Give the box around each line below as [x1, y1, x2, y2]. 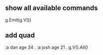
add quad [5, 31, 35, 40]
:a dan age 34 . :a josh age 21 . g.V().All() [5, 44, 88, 50]
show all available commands [5, 4, 98, 12]
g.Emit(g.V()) [5, 17, 31, 23]
